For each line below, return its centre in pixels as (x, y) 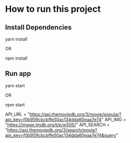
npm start (15, 105)
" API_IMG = (114, 119)
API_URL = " (18, 114)
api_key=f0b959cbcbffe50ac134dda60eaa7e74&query (61, 135)
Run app (18, 74)
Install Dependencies (38, 27)
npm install (16, 58)
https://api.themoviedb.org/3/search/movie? (52, 130)
